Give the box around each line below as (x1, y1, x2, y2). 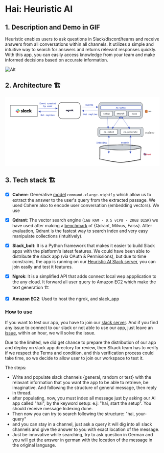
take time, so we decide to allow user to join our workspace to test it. (5, 355, 144, 361)
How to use (5, 308, 33, 315)
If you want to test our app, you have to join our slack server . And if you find (5, 320, 158, 326)
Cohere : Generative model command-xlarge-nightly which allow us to (12, 191, 152, 197)
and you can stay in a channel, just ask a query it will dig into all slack (12, 422, 152, 427)
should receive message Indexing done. (12, 406, 93, 412)
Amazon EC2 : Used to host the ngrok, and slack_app (12, 296, 119, 302)
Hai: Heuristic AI (5, 3, 73, 15)
